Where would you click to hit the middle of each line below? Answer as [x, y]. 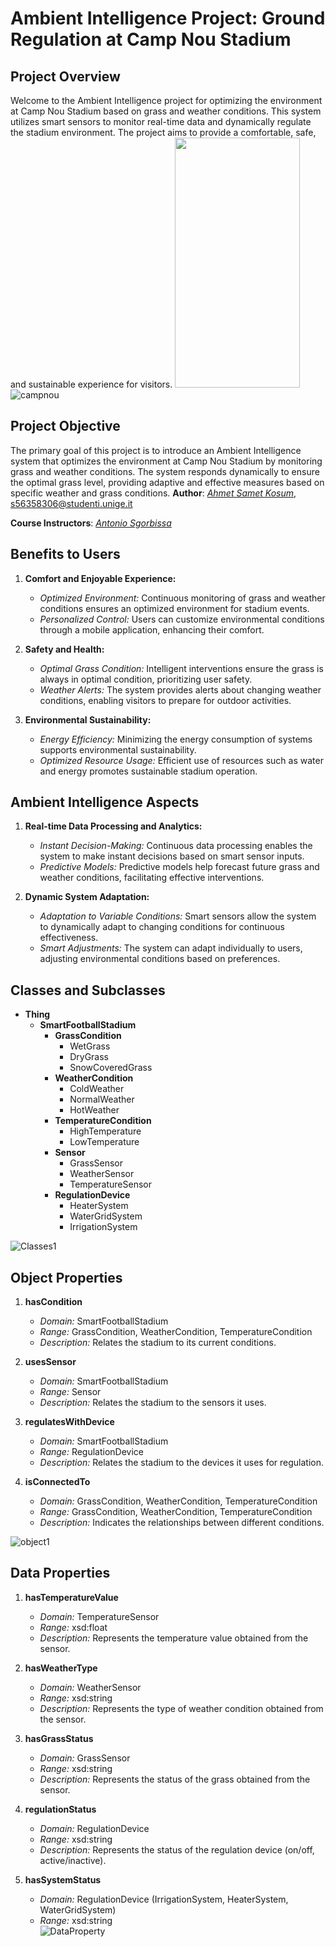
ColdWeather [97, 1089]
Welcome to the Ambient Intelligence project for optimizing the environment [166, 100]
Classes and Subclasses [88, 990]
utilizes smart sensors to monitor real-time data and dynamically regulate [161, 121]
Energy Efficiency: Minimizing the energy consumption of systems [176, 739]
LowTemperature [104, 1142]
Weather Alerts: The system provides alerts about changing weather [180, 689]
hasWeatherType [61, 1668]
